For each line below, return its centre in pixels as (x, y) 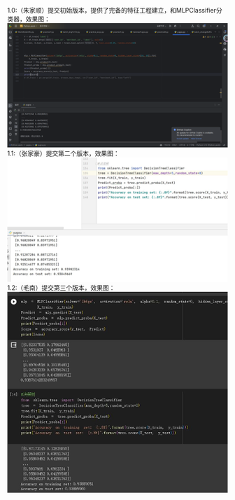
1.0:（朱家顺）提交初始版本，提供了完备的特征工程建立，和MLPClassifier (112, 10)
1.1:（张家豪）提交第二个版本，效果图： (64, 153)
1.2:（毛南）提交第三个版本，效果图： (61, 287)
